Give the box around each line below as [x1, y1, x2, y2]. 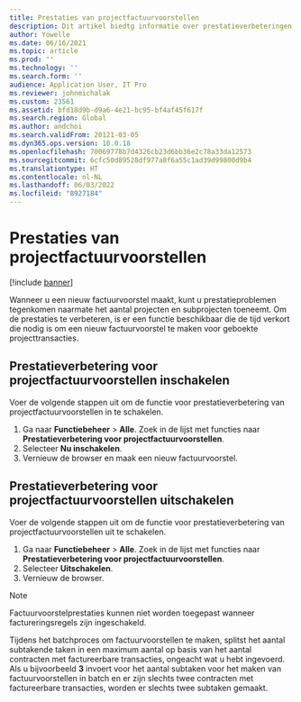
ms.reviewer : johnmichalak [9, 88, 111, 97]
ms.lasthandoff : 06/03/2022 [9, 181, 115, 190]
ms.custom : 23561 [9, 96, 75, 106]
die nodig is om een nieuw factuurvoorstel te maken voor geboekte [9, 323, 259, 333]
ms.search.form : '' [9, 72, 83, 81]
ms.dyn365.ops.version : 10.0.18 [9, 139, 131, 148]
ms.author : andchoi [9, 123, 83, 132]
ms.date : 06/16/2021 [9, 38, 87, 48]
